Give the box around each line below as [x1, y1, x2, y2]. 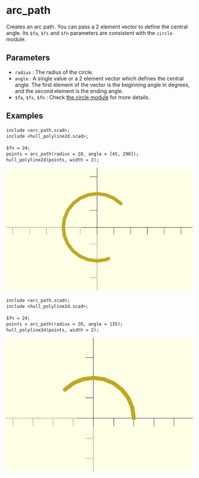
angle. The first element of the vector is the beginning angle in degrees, [14, 81, 190, 88]
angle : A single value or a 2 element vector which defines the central [14, 75, 184, 82]
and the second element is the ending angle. [14, 87, 124, 95]
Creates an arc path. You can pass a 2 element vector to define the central [6, 23, 188, 30]
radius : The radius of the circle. [14, 69, 94, 76]
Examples [6, 111, 43, 121]
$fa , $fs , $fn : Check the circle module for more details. [14, 93, 150, 101]
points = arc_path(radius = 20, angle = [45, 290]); [6, 151, 139, 157]
